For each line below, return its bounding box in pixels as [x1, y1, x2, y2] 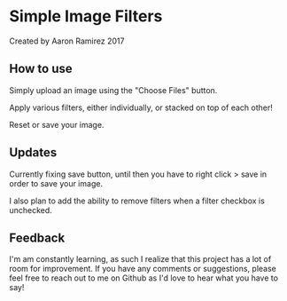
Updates [9, 145, 58, 161]
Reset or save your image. [9, 119, 105, 130]
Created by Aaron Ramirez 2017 [9, 36, 125, 46]
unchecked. [9, 204, 53, 215]
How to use [9, 61, 73, 76]
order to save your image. [9, 178, 104, 188]
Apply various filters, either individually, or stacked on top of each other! [9, 102, 273, 113]
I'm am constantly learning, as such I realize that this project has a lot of [9, 254, 272, 265]
